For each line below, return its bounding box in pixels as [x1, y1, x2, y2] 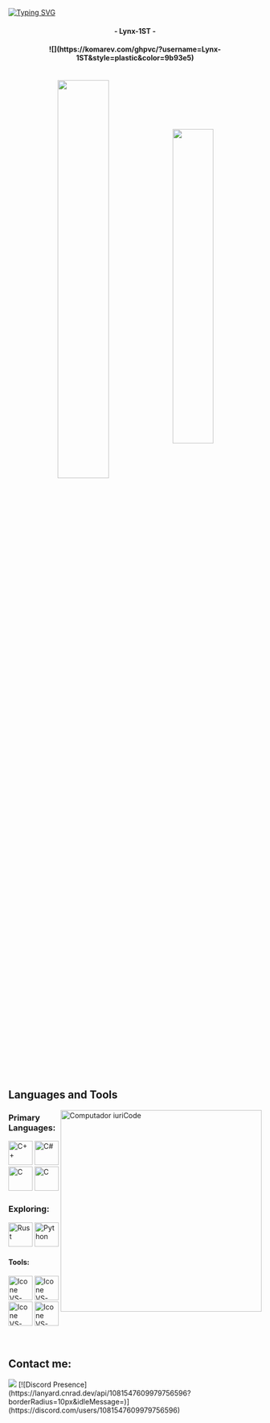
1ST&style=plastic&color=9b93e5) [76, 53, 194, 63]
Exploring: [8, 1204, 50, 1215]
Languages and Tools [8, 1088, 118, 1102]
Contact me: [8, 1357, 72, 1371]
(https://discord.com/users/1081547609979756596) [8, 1405, 181, 1415]
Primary [8, 1113, 40, 1124]
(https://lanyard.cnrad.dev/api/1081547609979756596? [8, 1388, 191, 1398]
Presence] [53, 1379, 88, 1389]
